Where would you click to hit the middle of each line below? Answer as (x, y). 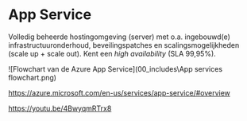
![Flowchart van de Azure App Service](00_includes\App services (116, 68)
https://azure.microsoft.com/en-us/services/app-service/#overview (119, 92)
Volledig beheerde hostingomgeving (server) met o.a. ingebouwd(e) (119, 37)
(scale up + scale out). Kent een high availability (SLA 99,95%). (112, 53)
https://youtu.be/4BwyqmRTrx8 (60, 108)
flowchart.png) (33, 77)
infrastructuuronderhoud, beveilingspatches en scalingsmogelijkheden (124, 45)
